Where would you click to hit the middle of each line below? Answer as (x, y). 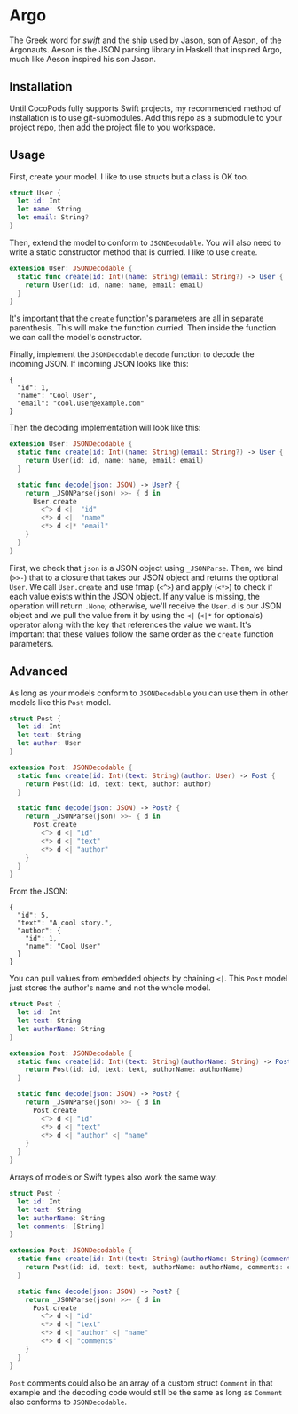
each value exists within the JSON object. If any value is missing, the (134, 596)
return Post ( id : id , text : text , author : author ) (119, 784)
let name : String (49, 210)
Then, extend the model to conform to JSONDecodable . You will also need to (145, 242)
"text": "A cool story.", (65, 923)
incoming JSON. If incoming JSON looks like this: (99, 364)
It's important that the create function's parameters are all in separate (137, 318)
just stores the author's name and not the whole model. (110, 988)
